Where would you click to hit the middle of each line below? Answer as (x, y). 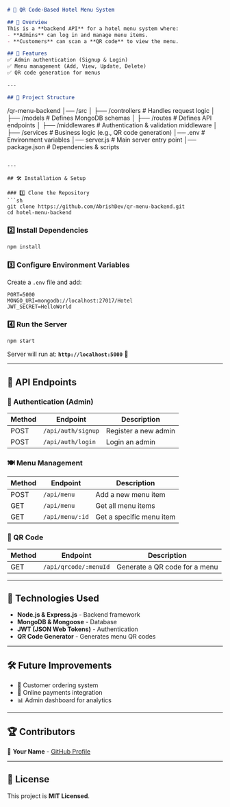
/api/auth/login (69, 442)
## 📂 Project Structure (41, 97)
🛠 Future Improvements (60, 665)
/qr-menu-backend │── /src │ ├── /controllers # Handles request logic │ (111, 110)
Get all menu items (125, 506)
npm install (24, 246)
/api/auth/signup (72, 431)
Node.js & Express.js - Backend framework (78, 615)
